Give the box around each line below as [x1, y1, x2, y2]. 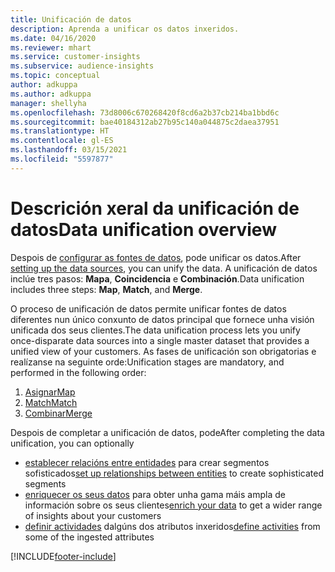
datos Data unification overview [10, 218, 277, 241]
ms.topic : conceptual [10, 71, 101, 81]
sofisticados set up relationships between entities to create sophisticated [24, 467, 324, 479]
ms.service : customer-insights [10, 52, 141, 62]
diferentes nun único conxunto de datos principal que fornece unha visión [10, 313, 315, 325]
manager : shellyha [10, 98, 87, 108]
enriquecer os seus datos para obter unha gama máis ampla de [24, 488, 286, 500]
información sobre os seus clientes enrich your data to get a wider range [24, 499, 323, 511]
